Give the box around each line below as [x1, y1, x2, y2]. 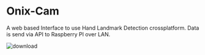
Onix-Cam [6, 4, 59, 18]
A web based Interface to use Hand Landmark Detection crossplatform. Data [6, 24, 199, 31]
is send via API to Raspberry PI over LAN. [6, 30, 111, 37]
